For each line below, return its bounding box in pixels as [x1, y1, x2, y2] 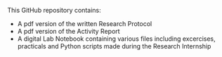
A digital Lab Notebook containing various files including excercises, [17, 34, 216, 43]
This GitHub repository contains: [7, 6, 101, 14]
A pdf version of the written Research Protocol [17, 20, 152, 27]
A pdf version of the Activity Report [17, 27, 121, 35]
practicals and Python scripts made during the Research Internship [17, 42, 211, 50]
